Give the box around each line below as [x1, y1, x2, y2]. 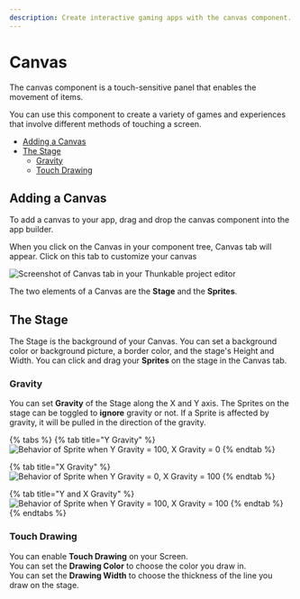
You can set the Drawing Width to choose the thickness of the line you [9, 569, 273, 581]
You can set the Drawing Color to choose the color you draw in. [9, 560, 247, 571]
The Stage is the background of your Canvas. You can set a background [9, 336, 277, 347]
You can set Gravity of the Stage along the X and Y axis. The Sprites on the [9, 398, 290, 409]
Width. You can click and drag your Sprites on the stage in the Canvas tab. [9, 355, 287, 366]
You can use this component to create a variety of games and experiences [9, 109, 286, 120]
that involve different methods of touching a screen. [9, 118, 202, 129]
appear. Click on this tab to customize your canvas [9, 251, 197, 262]
